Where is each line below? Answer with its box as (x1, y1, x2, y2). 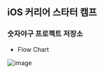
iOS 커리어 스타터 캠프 (7, 6, 98, 19)
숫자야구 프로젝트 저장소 (7, 29, 84, 39)
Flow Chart (17, 45, 50, 53)
